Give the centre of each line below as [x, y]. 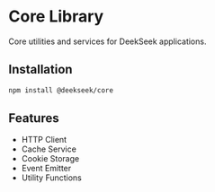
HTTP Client [44, 140]
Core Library [56, 17]
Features [34, 118]
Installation [40, 70]
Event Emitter [46, 169]
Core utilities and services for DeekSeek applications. [107, 41]
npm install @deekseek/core [61, 90]
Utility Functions [51, 178]
